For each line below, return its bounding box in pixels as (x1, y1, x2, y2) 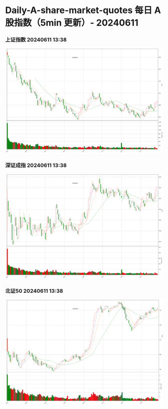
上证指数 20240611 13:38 (5, 36, 67, 43)
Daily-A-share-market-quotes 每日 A (5, 5, 161, 16)
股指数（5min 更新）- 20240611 (5, 17, 139, 29)
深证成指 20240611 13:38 (5, 161, 67, 168)
